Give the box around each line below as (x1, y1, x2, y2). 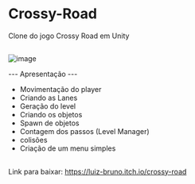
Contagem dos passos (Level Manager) (19, 127, 150, 136)
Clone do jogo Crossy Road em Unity (8, 31, 130, 40)
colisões (19, 136, 48, 145)
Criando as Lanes (19, 93, 78, 103)
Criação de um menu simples (19, 144, 116, 153)
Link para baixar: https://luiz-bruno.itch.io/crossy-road (8, 167, 187, 176)
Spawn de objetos (19, 118, 80, 128)
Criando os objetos (19, 110, 83, 120)
